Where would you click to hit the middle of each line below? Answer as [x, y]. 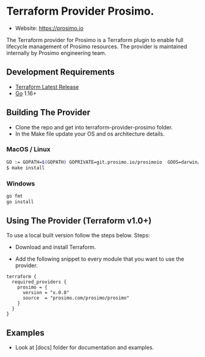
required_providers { [39, 282]
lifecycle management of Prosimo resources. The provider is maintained [97, 46]
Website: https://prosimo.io [49, 28]
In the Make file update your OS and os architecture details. [90, 134]
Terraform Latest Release [47, 87]
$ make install [26, 168]
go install [20, 202]
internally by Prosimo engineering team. [56, 52]
